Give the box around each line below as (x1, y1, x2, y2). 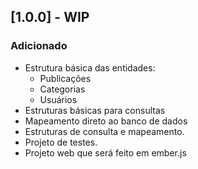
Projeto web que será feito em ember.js (24, 146, 187, 159)
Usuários (39, 93, 78, 105)
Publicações (39, 72, 92, 84)
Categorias (39, 83, 86, 95)
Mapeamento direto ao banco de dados (24, 115, 188, 127)
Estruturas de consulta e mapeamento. (24, 125, 185, 137)
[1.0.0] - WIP (10, 9, 90, 26)
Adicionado (10, 39, 68, 53)
